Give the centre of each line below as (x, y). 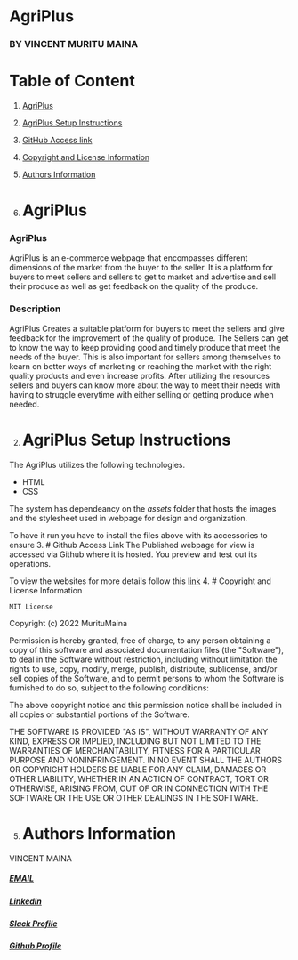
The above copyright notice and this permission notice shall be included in (145, 705)
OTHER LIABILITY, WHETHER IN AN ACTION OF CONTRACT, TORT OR (139, 778)
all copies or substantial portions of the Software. (99, 714)
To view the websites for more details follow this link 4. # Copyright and (140, 581)
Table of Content (72, 81)
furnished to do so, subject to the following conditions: (109, 688)
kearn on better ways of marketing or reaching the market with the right (141, 366)
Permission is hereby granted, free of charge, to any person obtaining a (140, 640)
